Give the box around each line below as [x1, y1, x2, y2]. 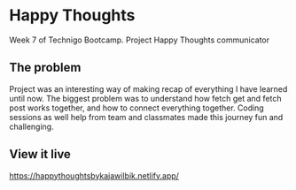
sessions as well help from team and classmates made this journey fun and [9, 111, 284, 122]
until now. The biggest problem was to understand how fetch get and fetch [9, 93, 282, 103]
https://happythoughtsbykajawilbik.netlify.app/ [9, 170, 180, 181]
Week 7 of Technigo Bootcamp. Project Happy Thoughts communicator [9, 34, 270, 45]
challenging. [9, 121, 55, 132]
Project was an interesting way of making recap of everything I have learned [9, 83, 288, 94]
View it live [9, 147, 71, 162]
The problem [9, 60, 82, 75]
